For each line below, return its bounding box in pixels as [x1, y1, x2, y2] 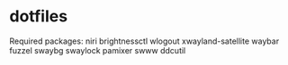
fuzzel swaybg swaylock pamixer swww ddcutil [9, 45, 186, 55]
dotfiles [9, 6, 68, 27]
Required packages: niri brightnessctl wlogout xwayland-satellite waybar [9, 36, 280, 46]
